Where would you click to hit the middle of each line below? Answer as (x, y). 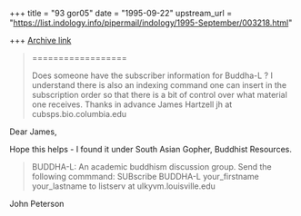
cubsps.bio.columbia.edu (79, 114)
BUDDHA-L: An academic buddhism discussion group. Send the (151, 167)
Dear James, (33, 132)
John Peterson (37, 204)
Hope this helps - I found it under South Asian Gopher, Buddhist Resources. (151, 149)
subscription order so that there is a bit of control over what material (160, 95)
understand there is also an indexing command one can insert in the (159, 85)
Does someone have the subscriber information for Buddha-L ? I (152, 75)
